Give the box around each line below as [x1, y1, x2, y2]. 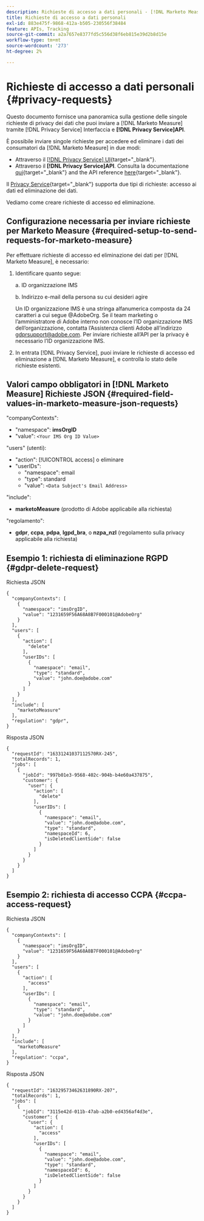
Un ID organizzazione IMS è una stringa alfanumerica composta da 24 [15, 305, 191, 312]
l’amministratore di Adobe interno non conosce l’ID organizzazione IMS [15, 318, 193, 325]
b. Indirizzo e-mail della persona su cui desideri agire [15, 293, 148, 301]
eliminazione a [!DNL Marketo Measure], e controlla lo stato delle [15, 355, 178, 362]
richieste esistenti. [15, 362, 61, 369]
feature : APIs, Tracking [6, 26, 69, 32]
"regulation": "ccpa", [12, 1054, 69, 1060]
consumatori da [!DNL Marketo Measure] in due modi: [6, 144, 141, 151]
